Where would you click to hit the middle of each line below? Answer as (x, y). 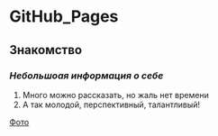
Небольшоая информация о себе (86, 76)
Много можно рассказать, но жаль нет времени (115, 95)
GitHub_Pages (64, 17)
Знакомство (46, 50)
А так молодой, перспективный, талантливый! (111, 104)
